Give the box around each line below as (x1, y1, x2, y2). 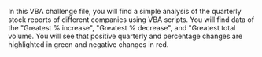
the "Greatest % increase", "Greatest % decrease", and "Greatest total (8, 23, 236, 32)
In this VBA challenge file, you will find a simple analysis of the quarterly (8, 7, 242, 16)
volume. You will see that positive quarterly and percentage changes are (8, 31, 243, 41)
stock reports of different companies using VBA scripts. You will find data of (8, 15, 254, 24)
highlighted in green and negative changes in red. (8, 40, 169, 49)
